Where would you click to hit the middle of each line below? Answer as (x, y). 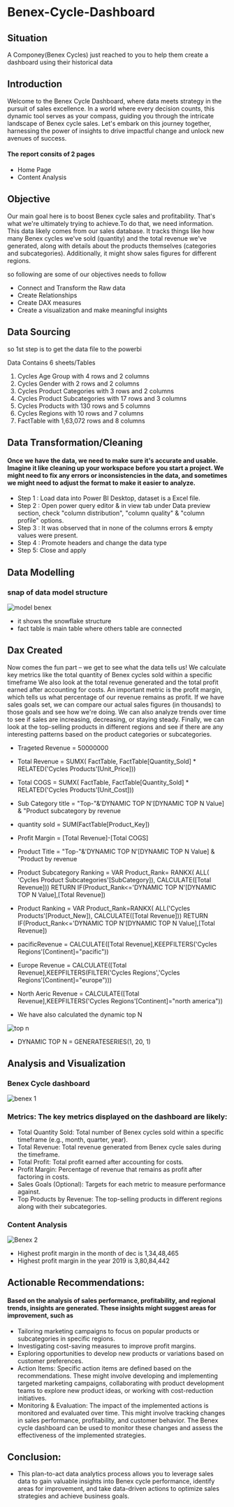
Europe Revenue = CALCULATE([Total (72, 965)
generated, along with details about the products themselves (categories (112, 246)
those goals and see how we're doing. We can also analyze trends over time (117, 712)
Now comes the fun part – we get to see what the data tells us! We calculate (117, 667)
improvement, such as (40, 1315)
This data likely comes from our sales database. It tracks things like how (111, 231)
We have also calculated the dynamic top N (80, 1014)
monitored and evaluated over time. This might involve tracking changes (121, 1413)
